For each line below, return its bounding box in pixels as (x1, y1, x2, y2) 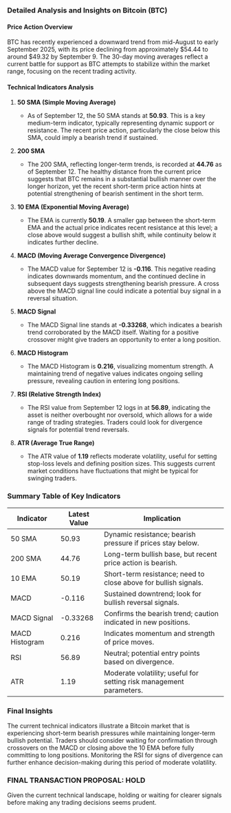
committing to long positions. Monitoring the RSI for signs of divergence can (7, 750, 223, 759)
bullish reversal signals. (104, 597, 179, 607)
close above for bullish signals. (104, 577, 203, 587)
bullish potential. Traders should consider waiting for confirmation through (7, 736, 218, 744)
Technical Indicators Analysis (7, 83, 94, 91)
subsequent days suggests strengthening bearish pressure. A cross (27, 280, 220, 288)
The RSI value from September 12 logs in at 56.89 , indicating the (27, 404, 211, 412)
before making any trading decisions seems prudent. (7, 799, 157, 807)
